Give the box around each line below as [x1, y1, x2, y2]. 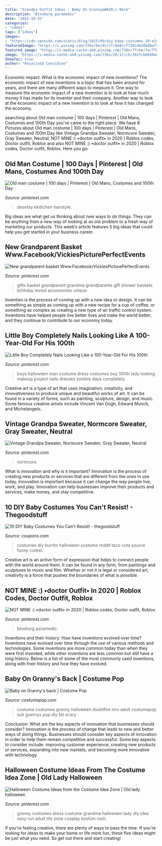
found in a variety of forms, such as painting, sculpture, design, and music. [5, 396, 154, 401]
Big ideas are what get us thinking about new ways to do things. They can [5, 213, 152, 219]
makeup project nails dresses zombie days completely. [16, 376, 126, 382]
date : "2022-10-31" [5, 16, 44, 21]
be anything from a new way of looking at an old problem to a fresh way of [5, 219, 153, 224]
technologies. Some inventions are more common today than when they [5, 645, 148, 651]
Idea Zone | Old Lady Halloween [5, 774, 102, 782]
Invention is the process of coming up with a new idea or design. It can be [5, 297, 152, 303]
